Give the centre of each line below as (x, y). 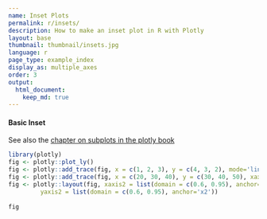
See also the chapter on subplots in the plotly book (91, 140)
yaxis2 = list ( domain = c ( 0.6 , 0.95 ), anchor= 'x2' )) (129, 192)
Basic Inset (27, 122)
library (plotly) (35, 155)
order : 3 (23, 75)
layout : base (30, 38)
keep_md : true (46, 97)
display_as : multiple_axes (53, 68)
